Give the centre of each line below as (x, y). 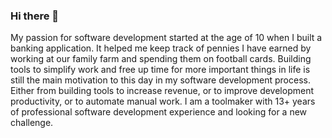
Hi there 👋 (35, 16)
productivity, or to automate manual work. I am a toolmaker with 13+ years (163, 101)
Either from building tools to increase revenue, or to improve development (162, 91)
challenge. (32, 123)
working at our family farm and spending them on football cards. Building (161, 59)
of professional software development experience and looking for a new (159, 112)
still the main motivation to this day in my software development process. (160, 80)
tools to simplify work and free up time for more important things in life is (160, 70)
